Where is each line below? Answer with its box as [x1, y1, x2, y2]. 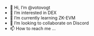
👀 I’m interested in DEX [9, 10, 57, 16]
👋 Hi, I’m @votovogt [9, 5, 50, 10]
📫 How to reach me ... [9, 26, 56, 31]
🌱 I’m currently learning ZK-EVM [9, 15, 76, 20]
